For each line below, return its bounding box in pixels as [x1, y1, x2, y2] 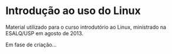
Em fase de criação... [5, 41, 57, 48]
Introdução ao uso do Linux [5, 4, 141, 18]
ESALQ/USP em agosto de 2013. [5, 29, 83, 36]
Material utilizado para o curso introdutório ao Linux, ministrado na [5, 23, 167, 31]
